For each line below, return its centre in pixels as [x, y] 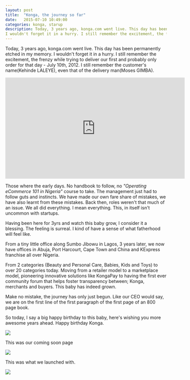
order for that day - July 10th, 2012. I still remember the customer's [76, 65]
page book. [17, 308]
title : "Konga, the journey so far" [46, 15]
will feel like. [18, 234]
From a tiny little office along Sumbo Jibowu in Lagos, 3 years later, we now [85, 244]
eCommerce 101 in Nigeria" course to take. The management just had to [81, 191]
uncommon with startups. [32, 213]
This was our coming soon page [39, 343]
